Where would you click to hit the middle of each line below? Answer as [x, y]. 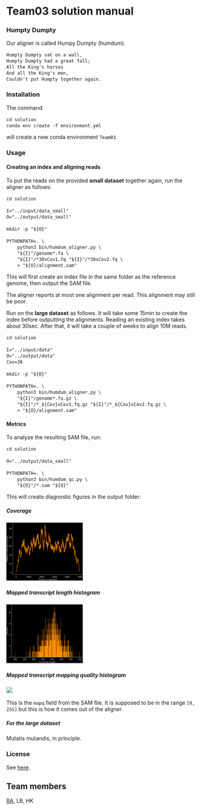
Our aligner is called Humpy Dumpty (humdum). [66, 43]
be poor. [17, 301]
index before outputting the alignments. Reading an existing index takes [96, 319]
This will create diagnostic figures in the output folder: [74, 497]
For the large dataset [33, 723]
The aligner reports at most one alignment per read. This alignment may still [101, 294]
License [18, 754]
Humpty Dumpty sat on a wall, [44, 55]
